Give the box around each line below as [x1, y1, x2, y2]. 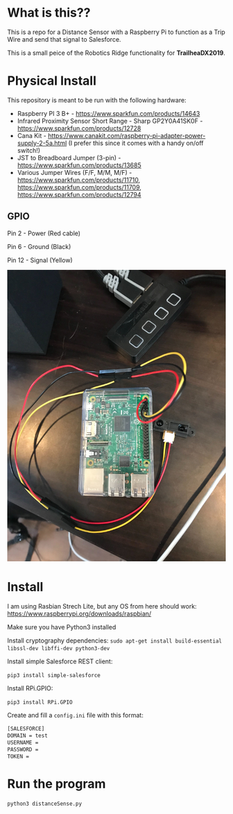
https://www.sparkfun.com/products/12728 [17, 124, 141, 133]
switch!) [17, 146, 40, 154]
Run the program [7, 776, 106, 792]
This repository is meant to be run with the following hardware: [7, 96, 187, 104]
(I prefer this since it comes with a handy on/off [68, 139, 204, 147]
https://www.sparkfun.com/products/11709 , [17, 183, 142, 192]
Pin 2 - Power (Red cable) [7, 229, 81, 237]
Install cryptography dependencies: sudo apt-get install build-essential [7, 636, 222, 645]
